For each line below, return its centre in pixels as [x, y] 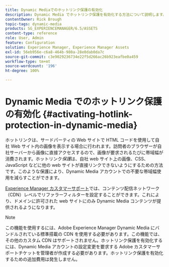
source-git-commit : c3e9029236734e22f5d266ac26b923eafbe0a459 [72, 57]
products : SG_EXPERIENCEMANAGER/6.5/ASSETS [52, 29]
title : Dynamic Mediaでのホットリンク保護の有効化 [54, 10]
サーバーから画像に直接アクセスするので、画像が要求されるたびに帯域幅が [86, 152]
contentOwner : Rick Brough [33, 19]
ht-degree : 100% [22, 71]
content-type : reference [31, 33]
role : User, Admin [24, 38]
